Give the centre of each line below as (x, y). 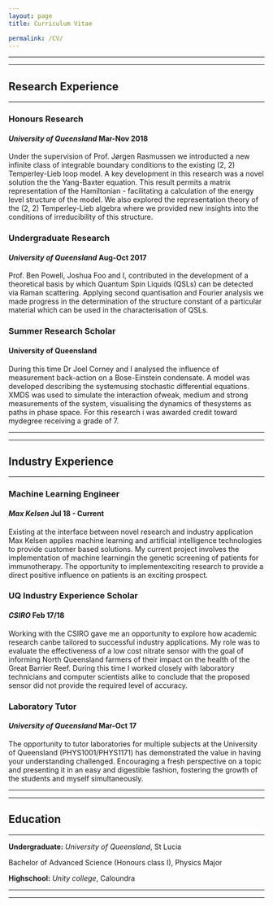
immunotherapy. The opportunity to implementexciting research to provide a (136, 566)
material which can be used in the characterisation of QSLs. (108, 310)
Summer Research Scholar (62, 331)
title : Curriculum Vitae (50, 24)
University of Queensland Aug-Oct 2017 (78, 257)
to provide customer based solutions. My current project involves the (124, 549)
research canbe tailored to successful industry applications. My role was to (134, 642)
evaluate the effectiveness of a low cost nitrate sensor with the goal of (126, 650)
